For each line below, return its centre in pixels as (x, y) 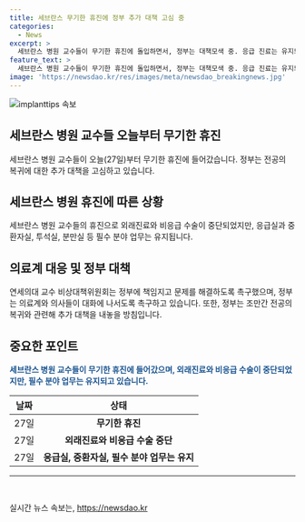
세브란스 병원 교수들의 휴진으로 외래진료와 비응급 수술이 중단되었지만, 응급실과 (148, 226)
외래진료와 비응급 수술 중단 (119, 440)
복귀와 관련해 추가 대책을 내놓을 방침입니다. (86, 315)
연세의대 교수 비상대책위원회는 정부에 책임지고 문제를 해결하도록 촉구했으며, (143, 292)
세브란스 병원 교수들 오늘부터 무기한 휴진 (115, 136)
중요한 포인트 (44, 346)
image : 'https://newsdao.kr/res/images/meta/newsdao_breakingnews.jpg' (148, 77)
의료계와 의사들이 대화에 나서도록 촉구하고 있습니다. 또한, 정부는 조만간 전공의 (156, 303)
